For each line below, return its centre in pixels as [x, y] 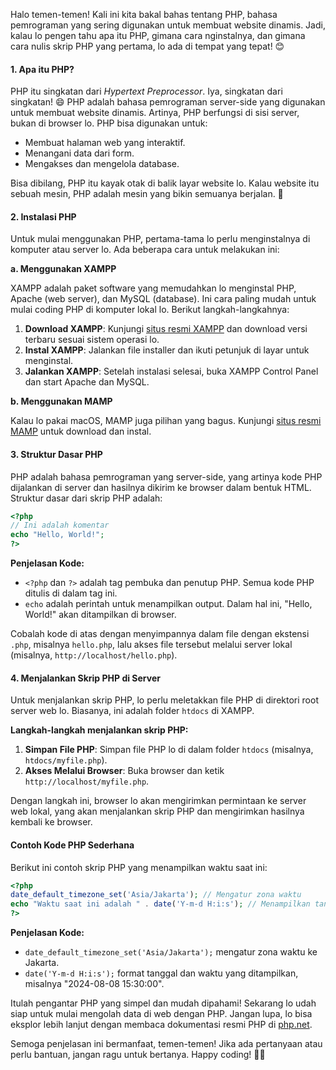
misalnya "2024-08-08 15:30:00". [94, 984]
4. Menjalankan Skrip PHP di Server [85, 678]
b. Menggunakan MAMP [61, 401]
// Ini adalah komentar [60, 525]
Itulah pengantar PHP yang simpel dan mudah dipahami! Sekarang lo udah [163, 1003]
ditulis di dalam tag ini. [71, 593]
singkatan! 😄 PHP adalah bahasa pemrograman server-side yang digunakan [168, 102]
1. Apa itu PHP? [42, 69]
